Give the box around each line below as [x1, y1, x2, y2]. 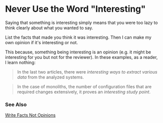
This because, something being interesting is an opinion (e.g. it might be [5, 49, 151, 55]
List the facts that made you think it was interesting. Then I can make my [5, 34, 152, 40]
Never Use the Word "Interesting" [5, 3, 146, 15]
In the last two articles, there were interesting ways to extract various [17, 69, 158, 74]
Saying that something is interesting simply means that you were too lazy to [5, 20, 158, 25]
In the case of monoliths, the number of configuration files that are [17, 83, 152, 89]
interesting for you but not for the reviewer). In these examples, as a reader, [5, 54, 158, 60]
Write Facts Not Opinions [5, 112, 56, 118]
